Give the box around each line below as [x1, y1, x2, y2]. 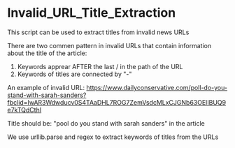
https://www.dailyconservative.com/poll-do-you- [86, 83, 228, 91]
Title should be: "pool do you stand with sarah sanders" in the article [7, 119, 205, 127]
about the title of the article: [7, 49, 87, 57]
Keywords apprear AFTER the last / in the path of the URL [17, 62, 183, 71]
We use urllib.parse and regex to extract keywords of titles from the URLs [7, 133, 219, 141]
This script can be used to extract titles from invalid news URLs [7, 28, 190, 36]
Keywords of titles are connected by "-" [17, 70, 132, 78]
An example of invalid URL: [7, 83, 85, 91]
